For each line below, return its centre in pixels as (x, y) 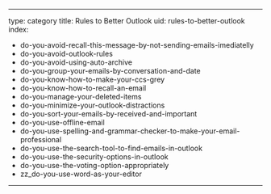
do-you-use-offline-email (62, 122)
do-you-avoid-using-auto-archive (76, 62)
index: (19, 30)
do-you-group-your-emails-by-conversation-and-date (110, 71)
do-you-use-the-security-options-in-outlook (94, 157)
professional (41, 139)
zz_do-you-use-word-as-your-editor (81, 174)
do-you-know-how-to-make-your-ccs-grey (92, 79)
